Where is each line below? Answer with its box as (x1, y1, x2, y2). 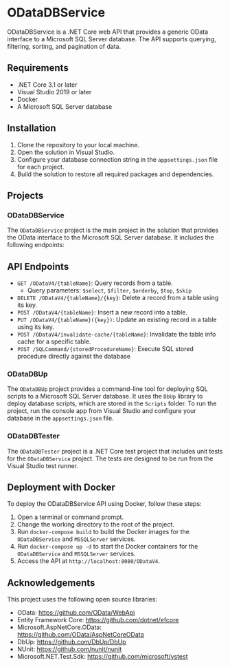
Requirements (7, 62, 69, 74)
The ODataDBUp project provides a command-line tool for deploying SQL (7, 385, 208, 393)
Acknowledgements (7, 577, 95, 589)
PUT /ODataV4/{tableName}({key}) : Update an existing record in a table (16, 315, 217, 324)
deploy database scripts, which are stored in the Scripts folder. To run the (7, 399, 217, 407)
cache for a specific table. (16, 337, 91, 346)
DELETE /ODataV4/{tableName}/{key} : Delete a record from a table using (16, 294, 219, 302)
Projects (7, 189, 44, 201)
